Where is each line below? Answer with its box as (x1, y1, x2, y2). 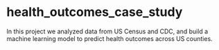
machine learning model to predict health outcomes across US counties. (6, 34, 213, 42)
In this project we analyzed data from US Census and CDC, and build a (6, 27, 209, 35)
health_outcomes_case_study (6, 4, 183, 20)
